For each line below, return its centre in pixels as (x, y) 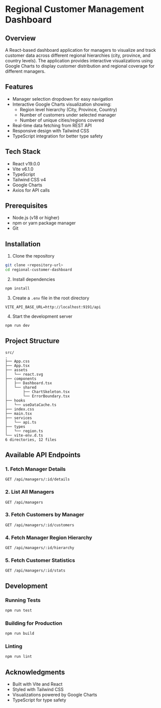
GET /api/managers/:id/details (38, 479)
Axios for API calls (31, 190)
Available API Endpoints (43, 455)
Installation (23, 244)
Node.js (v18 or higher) (36, 218)
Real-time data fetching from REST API (52, 125)
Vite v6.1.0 (23, 169)
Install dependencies (34, 279)
